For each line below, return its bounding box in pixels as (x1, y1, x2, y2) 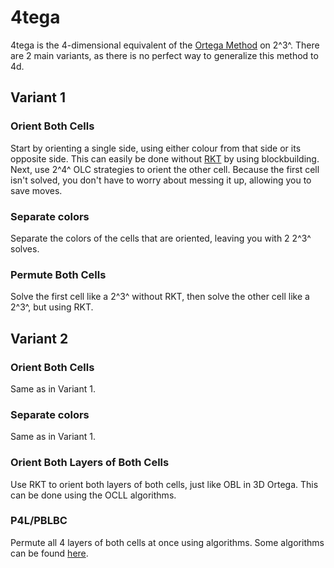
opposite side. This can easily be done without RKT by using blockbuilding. (10, 152, 320, 165)
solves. (10, 242, 40, 255)
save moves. (10, 184, 63, 196)
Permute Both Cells (10, 267, 107, 281)
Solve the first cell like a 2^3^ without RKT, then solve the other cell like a (10, 291, 310, 303)
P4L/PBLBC (10, 514, 68, 528)
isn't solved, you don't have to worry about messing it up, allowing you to (10, 174, 312, 186)
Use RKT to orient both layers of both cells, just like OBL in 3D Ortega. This (10, 478, 319, 490)
